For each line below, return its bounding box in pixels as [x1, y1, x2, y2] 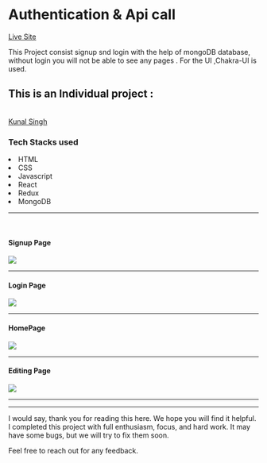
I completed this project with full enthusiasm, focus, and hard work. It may [8, 422, 251, 431]
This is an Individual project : [8, 87, 153, 101]
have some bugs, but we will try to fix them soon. [8, 430, 169, 440]
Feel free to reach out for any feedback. [8, 446, 139, 455]
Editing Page [8, 366, 52, 376]
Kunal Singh [8, 117, 48, 126]
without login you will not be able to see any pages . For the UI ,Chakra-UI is [8, 56, 257, 65]
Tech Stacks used [8, 137, 79, 148]
